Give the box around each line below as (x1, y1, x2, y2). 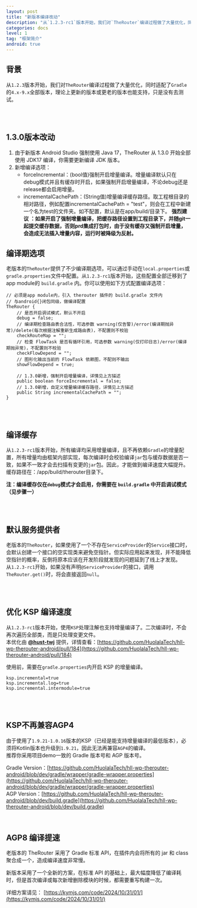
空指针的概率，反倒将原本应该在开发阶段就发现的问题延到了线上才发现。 (6, 555, 181, 563)
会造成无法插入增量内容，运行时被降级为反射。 (23, 229, 137, 236)
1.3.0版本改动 (6, 133, 56, 143)
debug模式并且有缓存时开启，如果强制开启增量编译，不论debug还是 (23, 178, 188, 185)
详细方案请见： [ (6, 889, 46, 896)
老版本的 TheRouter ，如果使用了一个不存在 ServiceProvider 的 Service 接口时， (6, 541, 191, 548)
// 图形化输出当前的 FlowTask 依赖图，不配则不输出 (16, 357, 130, 362)
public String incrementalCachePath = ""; (16, 389, 122, 396)
